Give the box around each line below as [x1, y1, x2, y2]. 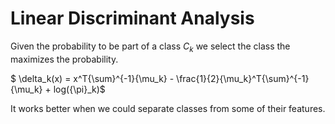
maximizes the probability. [10, 53, 119, 65]
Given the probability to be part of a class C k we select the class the [10, 40, 291, 54]
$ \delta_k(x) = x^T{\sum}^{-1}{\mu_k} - [10, 72, 175, 84]
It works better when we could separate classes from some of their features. [10, 102, 326, 114]
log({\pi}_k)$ [53, 83, 106, 95]
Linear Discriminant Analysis [10, 7, 255, 30]
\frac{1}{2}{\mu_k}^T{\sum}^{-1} [176, 72, 310, 84]
